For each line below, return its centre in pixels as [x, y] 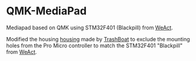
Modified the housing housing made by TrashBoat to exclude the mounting [98, 39]
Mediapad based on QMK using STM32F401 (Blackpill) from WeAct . [90, 28]
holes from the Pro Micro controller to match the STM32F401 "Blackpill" [94, 45]
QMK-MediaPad [46, 11]
